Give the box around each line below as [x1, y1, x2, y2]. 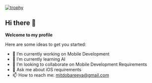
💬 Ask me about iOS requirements [12, 66, 82, 72]
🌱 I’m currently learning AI [12, 56, 66, 62]
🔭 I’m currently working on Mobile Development [12, 51, 110, 56]
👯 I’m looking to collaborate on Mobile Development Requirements [12, 61, 148, 67]
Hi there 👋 [5, 19, 36, 27]
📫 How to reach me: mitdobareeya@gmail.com [12, 72, 109, 78]
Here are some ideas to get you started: [5, 41, 87, 47]
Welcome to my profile [5, 32, 53, 38]
